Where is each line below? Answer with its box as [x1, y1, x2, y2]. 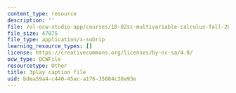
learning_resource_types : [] [7, 43, 93, 50]
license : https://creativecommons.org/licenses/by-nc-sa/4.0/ [7, 50, 193, 57]
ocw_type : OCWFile [7, 56, 61, 63]
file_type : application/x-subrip [7, 36, 105, 43]
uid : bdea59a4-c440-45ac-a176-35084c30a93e [7, 75, 137, 83]
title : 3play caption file [7, 69, 86, 76]
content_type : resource [7, 10, 77, 17]
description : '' [7, 17, 55, 24]
